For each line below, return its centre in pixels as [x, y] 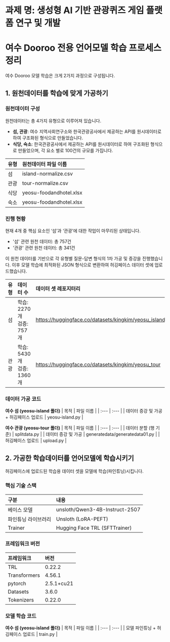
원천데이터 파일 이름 [45, 164]
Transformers [24, 575]
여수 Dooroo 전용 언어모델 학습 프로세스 [83, 48]
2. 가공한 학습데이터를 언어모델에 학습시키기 [70, 458]
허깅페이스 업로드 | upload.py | [36, 441]
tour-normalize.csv [45, 183]
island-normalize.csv [48, 173]
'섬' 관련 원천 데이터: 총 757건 [42, 242]
